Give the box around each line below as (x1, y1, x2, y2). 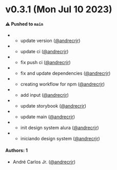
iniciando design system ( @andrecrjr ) (20, 136, 100, 142)
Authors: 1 (5, 147, 28, 153)
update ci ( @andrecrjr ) (20, 49, 69, 55)
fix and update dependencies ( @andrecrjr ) (20, 70, 111, 76)
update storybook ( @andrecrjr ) (20, 103, 86, 109)
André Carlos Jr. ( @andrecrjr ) (12, 159, 76, 165)
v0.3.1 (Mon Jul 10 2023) (5, 4, 112, 15)
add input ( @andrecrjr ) (20, 92, 69, 98)
